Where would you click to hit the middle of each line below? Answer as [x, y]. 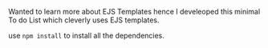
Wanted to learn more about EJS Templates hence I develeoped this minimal [134, 12]
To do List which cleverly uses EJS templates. [84, 20]
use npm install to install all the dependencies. [86, 36]
